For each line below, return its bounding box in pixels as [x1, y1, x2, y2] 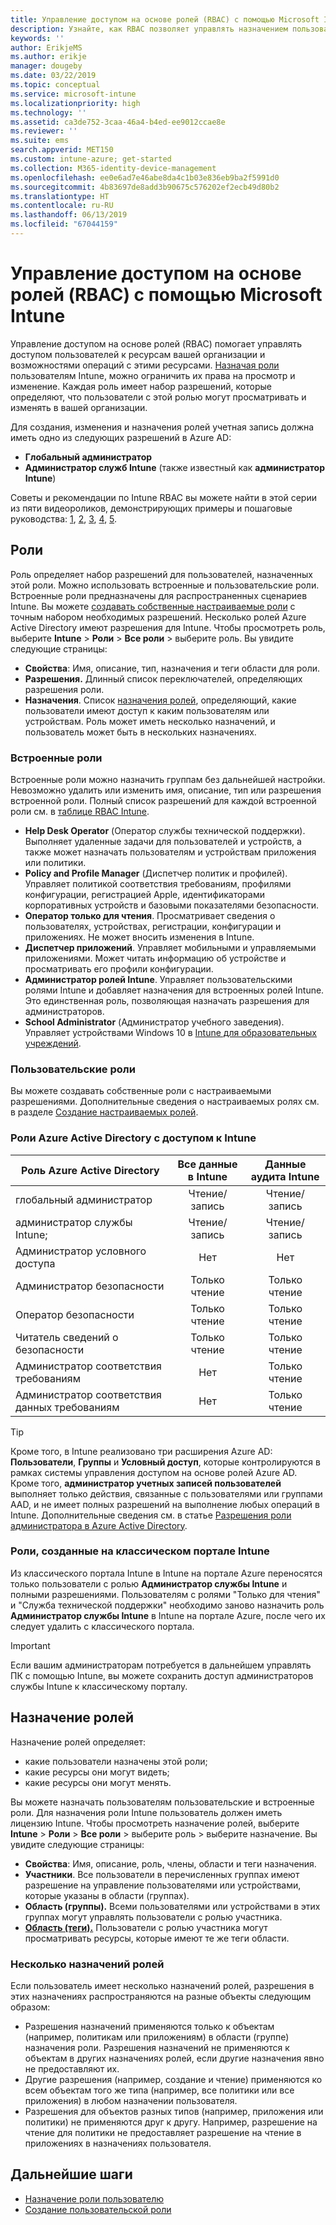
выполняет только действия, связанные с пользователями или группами [10, 1487, 323, 1500]
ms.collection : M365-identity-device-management [10, 163, 217, 173]
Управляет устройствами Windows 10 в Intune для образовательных [24, 1026, 318, 1038]
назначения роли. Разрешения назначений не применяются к [24, 2041, 290, 2053]
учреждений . [24, 1037, 82, 1049]
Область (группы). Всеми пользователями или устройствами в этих [24, 1900, 321, 1912]
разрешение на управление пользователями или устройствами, [24, 1879, 302, 1891]
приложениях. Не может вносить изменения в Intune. [24, 931, 255, 943]
